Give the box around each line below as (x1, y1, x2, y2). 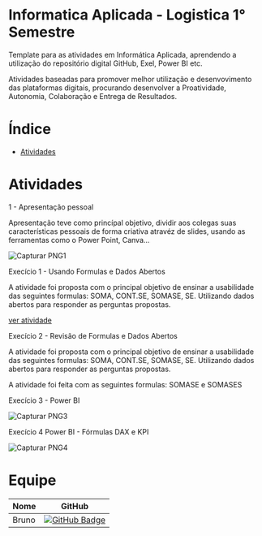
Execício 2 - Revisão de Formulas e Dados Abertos (8, 331, 178, 340)
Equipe (8, 471, 57, 489)
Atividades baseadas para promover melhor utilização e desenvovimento (8, 74, 252, 84)
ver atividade (8, 315, 53, 325)
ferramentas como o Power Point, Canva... (8, 235, 150, 244)
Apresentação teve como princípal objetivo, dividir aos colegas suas (8, 218, 237, 227)
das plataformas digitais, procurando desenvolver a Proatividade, (8, 83, 227, 93)
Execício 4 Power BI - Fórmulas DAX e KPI (8, 426, 149, 436)
